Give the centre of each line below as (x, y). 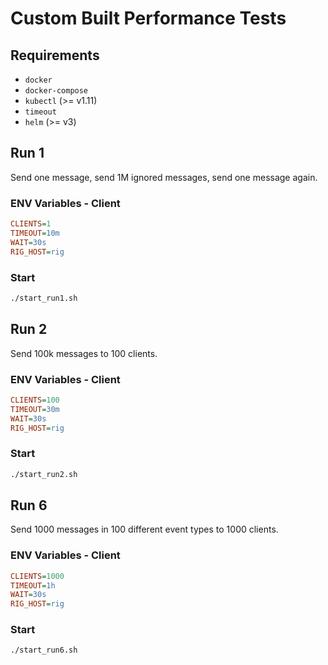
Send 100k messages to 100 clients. (84, 353)
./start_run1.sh (44, 298)
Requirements (55, 55)
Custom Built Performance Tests (148, 18)
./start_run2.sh (44, 474)
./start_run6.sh (44, 650)
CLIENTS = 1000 (37, 576)
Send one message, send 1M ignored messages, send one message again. (164, 177)
